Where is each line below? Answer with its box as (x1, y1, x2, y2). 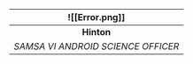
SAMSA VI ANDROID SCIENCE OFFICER (13, 40, 180, 52)
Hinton (81, 26, 112, 38)
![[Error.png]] (67, 11, 126, 23)
